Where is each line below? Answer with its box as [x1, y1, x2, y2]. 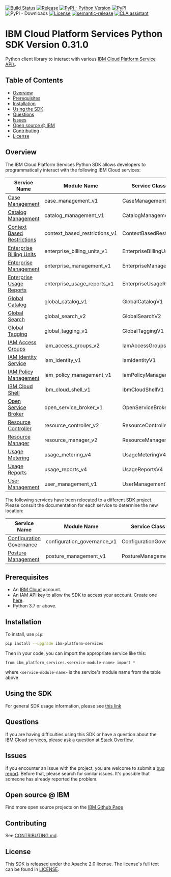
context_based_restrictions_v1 [44, 230, 118, 237]
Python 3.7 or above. [12, 603, 57, 609]
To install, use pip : [5, 631, 44, 638]
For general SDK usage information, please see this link [5, 702, 122, 709]
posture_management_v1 [45, 552, 106, 559]
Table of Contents [5, 76, 64, 85]
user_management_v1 [44, 480, 98, 488]
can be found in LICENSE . [5, 866, 60, 872]
